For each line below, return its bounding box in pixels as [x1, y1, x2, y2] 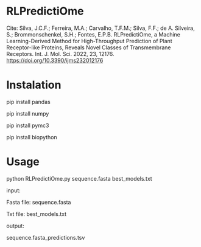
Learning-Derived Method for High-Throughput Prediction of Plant [6, 37, 172, 44]
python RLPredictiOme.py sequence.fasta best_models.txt [6, 175, 152, 182]
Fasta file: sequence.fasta [6, 198, 71, 206]
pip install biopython [6, 133, 58, 141]
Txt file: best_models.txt [6, 210, 67, 217]
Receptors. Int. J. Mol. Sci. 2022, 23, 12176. [6, 50, 115, 57]
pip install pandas [6, 98, 51, 105]
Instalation [6, 78, 62, 92]
